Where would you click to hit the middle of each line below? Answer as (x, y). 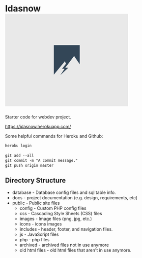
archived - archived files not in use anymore (64, 245)
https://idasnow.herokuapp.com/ (38, 126)
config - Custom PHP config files (53, 208)
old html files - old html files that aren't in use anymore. (75, 250)
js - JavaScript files (39, 234)
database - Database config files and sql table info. (64, 192)
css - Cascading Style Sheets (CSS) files (61, 213)
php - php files (35, 239)
